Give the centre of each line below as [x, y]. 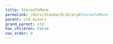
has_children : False [27, 29]
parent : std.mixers [26, 19]
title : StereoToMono [27, 10]
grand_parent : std [25, 24]
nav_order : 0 [19, 33]
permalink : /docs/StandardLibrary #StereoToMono [57, 15]
